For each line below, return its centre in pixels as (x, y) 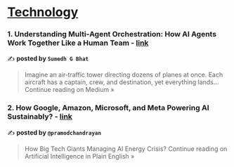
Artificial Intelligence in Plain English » (79, 156)
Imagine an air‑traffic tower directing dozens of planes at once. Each (124, 75)
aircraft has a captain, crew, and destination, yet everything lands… (122, 82)
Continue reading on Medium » (69, 90)
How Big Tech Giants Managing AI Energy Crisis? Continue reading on (126, 149)
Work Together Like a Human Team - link (78, 43)
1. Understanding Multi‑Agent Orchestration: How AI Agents (112, 34)
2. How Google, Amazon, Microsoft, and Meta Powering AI (108, 108)
